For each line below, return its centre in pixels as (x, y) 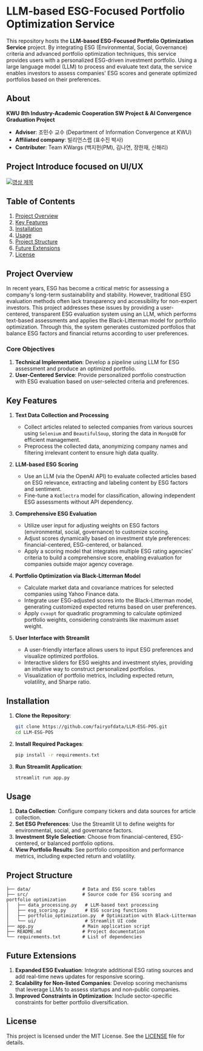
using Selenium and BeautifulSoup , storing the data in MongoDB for (105, 433)
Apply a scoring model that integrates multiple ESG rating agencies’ (108, 551)
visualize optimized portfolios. (62, 656)
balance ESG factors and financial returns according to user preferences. (98, 333)
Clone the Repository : (43, 716)
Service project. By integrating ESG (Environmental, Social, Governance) (97, 47)
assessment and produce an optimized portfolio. (75, 369)
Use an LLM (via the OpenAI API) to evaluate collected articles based (110, 476)
